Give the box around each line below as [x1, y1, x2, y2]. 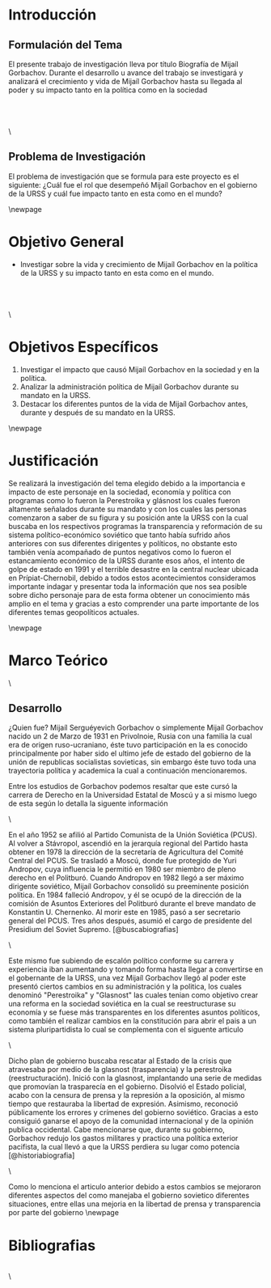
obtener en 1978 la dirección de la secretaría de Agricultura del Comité [8, 847, 244, 857]
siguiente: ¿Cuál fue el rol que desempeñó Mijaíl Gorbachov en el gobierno [8, 180, 257, 189]
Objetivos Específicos [8, 337, 159, 356]
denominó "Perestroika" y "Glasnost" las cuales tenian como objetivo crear [8, 990, 259, 1000]
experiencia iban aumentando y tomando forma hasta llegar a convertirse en [8, 964, 264, 974]
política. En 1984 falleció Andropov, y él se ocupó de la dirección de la [8, 890, 242, 900]
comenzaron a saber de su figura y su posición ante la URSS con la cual [8, 512, 248, 523]
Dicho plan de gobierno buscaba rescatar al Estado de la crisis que [8, 1056, 232, 1066]
